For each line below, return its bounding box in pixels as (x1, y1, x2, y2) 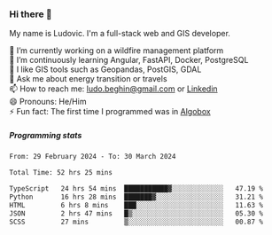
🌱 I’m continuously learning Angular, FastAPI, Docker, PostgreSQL (9, 55, 249, 66)
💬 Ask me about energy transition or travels (9, 74, 167, 84)
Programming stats (9, 129, 82, 140)
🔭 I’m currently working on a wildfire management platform (9, 45, 224, 56)
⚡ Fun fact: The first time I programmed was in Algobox (9, 106, 211, 117)
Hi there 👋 (9, 8, 53, 20)
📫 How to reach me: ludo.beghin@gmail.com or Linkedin (9, 83, 219, 94)
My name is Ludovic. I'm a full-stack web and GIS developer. (9, 28, 230, 39)
